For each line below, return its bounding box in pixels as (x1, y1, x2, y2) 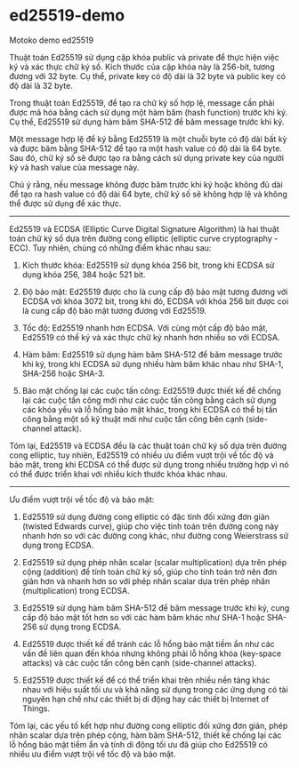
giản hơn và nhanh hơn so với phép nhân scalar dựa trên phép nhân (21, 575, 271, 587)
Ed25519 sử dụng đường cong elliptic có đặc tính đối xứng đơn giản (21, 511, 270, 522)
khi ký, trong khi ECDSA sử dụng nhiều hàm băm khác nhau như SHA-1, (21, 358, 284, 369)
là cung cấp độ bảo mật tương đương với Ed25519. (21, 305, 207, 316)
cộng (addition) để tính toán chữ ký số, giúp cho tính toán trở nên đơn (21, 566, 278, 577)
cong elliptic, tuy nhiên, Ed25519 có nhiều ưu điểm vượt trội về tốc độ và (9, 450, 274, 460)
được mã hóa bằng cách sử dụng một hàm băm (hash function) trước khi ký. (9, 107, 288, 117)
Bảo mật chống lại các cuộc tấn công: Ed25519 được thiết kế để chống (21, 385, 282, 396)
